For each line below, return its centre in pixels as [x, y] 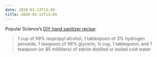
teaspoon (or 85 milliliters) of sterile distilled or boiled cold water [84, 49]
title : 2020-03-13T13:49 [31, 14]
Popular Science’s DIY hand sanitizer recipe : [51, 28]
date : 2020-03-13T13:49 [30, 10]
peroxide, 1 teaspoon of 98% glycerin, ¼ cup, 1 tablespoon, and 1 [85, 43]
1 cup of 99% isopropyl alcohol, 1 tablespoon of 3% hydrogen [81, 38]
